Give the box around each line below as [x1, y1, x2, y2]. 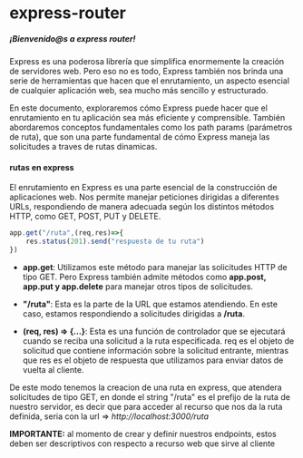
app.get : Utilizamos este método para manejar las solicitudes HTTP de [22, 261, 288, 272]
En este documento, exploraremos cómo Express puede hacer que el [9, 102, 268, 113]
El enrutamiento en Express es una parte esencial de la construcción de [9, 182, 278, 193]
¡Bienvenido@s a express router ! [9, 33, 136, 44]
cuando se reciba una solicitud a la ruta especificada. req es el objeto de [22, 335, 295, 346]
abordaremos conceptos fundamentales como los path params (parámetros [9, 122, 293, 133]
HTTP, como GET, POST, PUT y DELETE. [9, 211, 161, 222]
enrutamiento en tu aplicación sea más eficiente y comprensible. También [9, 112, 286, 123]
